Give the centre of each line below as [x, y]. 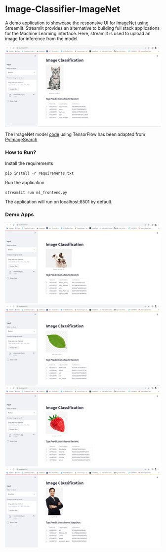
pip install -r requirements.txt [40, 173]
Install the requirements [29, 163]
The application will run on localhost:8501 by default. [59, 201]
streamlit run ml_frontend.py [36, 192]
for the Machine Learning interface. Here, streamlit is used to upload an [78, 33]
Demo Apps [20, 214]
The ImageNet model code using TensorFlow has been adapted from [75, 134]
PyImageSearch [21, 140]
